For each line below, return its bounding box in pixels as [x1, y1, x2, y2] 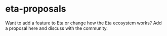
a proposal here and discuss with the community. [5, 25, 108, 31]
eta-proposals [5, 3, 66, 15]
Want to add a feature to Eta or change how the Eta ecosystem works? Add [5, 20, 162, 26]
